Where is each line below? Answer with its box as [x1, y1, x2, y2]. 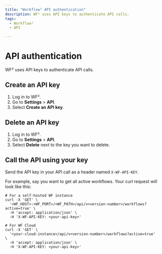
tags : [5, 16, 16, 21]
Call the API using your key [5, 156, 89, 164]
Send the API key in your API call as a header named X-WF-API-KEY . [5, 169, 139, 175]
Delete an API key [5, 118, 59, 127]
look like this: [5, 184, 32, 190]
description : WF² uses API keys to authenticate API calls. [5, 12, 130, 17]
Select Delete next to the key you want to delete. [12, 142, 110, 148]
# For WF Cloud [5, 223, 36, 228]
